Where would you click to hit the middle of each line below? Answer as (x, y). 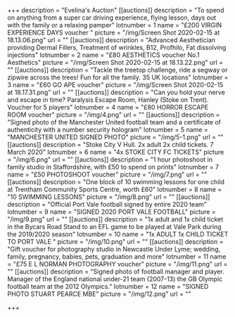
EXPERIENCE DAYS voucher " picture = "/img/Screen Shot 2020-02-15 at (114, 32)
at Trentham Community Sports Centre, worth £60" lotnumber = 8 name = (115, 189)
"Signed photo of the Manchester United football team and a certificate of (114, 122)
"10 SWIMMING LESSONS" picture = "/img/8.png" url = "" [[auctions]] (109, 197)
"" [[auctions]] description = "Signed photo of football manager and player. (116, 271)
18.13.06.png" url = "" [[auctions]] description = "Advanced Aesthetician (112, 40)
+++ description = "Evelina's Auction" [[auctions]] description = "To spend (116, 10)
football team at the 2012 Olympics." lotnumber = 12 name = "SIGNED (108, 286)
